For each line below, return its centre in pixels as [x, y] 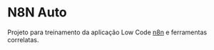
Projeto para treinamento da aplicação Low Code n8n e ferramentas [107, 32]
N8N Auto [37, 12]
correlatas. [23, 39]
